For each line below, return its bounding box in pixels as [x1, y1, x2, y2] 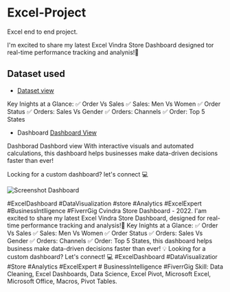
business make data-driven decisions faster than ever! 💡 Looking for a [7, 244, 206, 252]
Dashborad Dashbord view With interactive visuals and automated [7, 142, 194, 150]
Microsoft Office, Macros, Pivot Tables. [7, 277, 118, 285]
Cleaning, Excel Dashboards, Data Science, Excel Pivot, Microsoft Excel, [7, 269, 211, 278]
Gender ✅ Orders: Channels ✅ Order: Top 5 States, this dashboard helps [7, 236, 213, 245]
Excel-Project [7, 5, 87, 21]
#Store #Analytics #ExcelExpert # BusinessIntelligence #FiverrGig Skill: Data [7, 262, 224, 271]
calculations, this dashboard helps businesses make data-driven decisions [7, 149, 218, 157]
